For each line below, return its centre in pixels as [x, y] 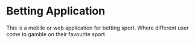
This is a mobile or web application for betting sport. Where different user [97, 28]
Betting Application [56, 11]
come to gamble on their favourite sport [56, 34]
